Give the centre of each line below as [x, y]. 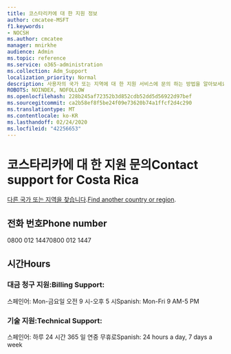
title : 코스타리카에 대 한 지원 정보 [53, 13]
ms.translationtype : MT [41, 109]
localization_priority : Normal [52, 77]
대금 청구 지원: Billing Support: [56, 285]
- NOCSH [18, 33]
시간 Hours [29, 264]
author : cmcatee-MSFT [38, 20]
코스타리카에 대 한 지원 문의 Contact [103, 165]
